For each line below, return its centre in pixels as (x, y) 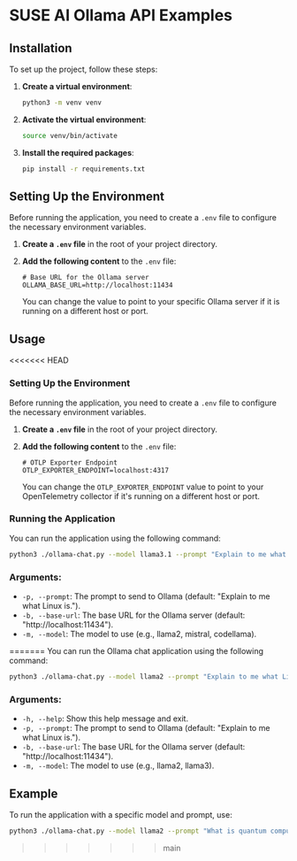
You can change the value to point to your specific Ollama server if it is (151, 302)
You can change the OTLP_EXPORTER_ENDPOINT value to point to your (143, 487)
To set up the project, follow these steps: (84, 69)
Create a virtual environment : (77, 86)
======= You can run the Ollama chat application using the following (136, 651)
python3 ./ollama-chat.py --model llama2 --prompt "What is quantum (138, 831)
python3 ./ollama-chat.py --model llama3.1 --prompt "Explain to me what (148, 554)
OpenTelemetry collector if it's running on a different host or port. (141, 496)
